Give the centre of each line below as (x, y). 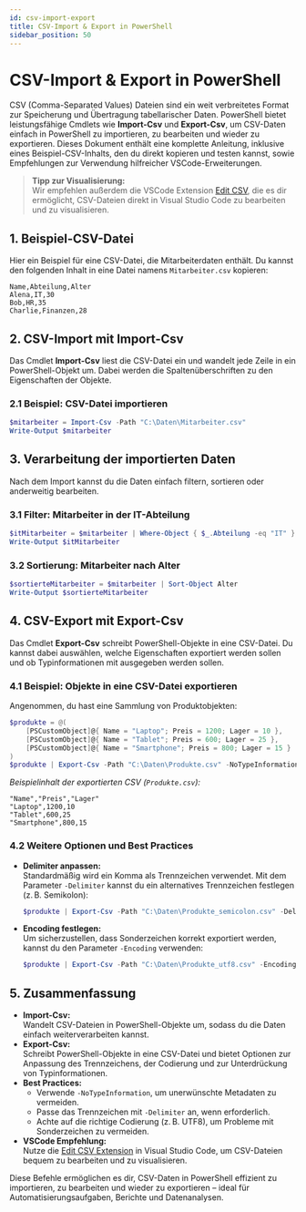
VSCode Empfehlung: (65, 1141)
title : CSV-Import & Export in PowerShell (91, 26)
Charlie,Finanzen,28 (49, 311)
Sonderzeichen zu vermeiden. (93, 1132)
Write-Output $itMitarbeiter (65, 542)
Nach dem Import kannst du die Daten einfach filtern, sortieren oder (137, 481)
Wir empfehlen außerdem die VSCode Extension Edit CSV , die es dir (159, 190)
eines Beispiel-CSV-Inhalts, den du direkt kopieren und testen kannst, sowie (152, 154)
